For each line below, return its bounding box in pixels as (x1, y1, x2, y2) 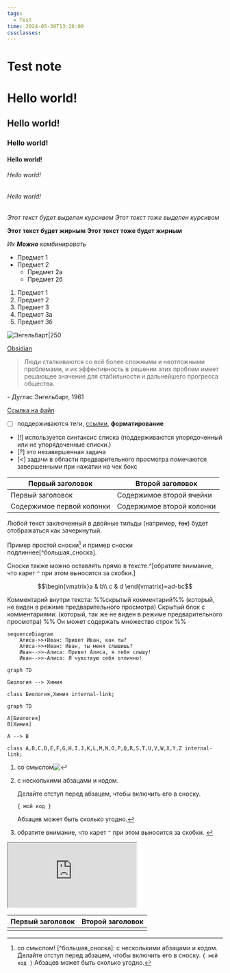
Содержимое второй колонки (116, 502, 216, 511)
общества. (23, 379, 55, 388)
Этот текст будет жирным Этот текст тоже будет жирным (7, 227, 183, 235)
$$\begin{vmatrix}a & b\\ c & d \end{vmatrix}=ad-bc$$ (37, 582, 193, 591)
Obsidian (7, 344, 33, 353)
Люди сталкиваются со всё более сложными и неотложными (23, 358, 205, 366)
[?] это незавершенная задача (16, 448, 106, 456)
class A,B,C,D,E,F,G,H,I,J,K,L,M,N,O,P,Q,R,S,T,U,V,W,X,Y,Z (7, 745, 183, 752)
